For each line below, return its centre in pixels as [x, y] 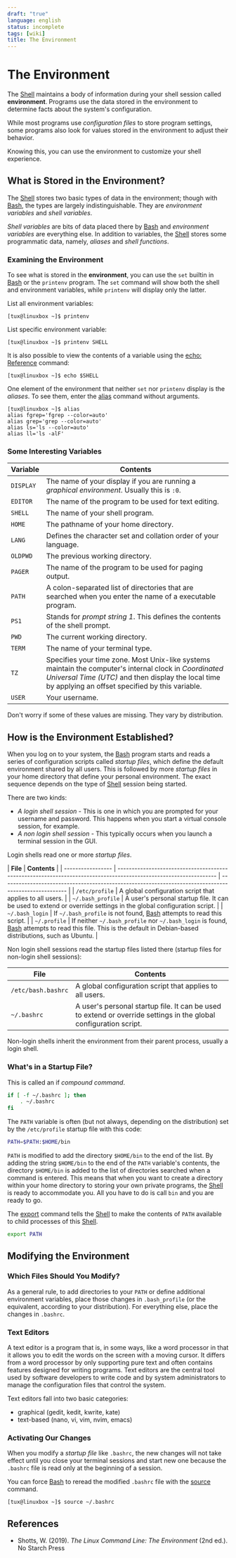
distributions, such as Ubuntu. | [53, 936]
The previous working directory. [99, 556]
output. [58, 576]
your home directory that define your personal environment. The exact [109, 777]
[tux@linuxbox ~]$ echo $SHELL [53, 376]
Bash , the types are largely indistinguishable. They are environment [105, 205]
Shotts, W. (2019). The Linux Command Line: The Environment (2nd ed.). [123, 1540]
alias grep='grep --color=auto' [54, 422]
